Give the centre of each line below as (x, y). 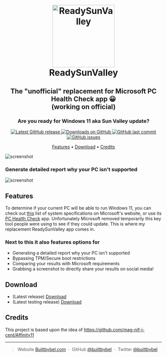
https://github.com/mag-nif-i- (114, 330)
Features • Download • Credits (83, 147)
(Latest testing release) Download (47, 302)
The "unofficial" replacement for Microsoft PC (83, 91)
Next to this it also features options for (52, 242)
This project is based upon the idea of (44, 330)
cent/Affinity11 (20, 335)
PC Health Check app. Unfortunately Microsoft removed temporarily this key (83, 218)
